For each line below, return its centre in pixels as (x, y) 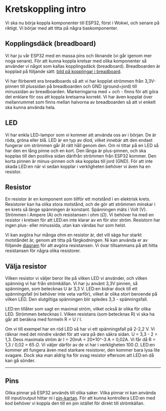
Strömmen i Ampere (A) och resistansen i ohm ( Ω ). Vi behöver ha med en (80, 215)
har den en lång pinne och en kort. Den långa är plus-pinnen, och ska (76, 151)
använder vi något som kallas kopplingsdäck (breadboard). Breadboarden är (83, 66)
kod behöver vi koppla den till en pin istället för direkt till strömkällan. (75, 403)
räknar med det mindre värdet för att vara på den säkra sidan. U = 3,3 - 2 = (82, 334)
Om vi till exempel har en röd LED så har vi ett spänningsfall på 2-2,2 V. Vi (80, 329)
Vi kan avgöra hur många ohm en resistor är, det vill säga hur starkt (73, 235)
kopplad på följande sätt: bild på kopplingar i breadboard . (63, 71)
